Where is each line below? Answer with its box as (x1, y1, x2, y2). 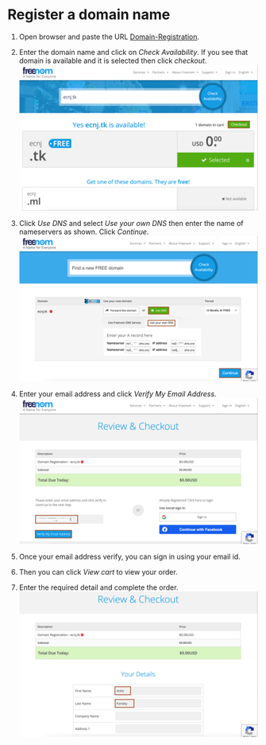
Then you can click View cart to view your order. (18, 567, 178, 576)
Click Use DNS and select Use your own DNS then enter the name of (18, 218, 244, 228)
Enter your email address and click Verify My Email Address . (18, 389, 217, 399)
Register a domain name (7, 6, 171, 24)
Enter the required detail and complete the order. (18, 583, 179, 592)
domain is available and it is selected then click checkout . (18, 56, 207, 65)
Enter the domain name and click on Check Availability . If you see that (18, 47, 249, 57)
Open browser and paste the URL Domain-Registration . (18, 32, 200, 41)
